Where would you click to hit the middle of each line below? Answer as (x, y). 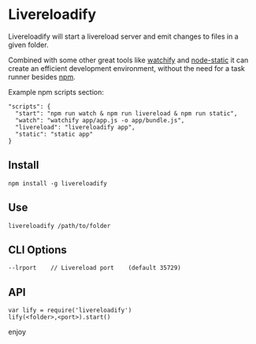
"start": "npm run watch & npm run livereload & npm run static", (126, 113)
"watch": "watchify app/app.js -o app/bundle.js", (100, 120)
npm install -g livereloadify (58, 183)
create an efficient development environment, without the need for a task (127, 68)
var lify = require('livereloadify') (70, 310)
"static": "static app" (54, 134)
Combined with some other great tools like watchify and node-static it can (128, 60)
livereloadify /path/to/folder (59, 226)
